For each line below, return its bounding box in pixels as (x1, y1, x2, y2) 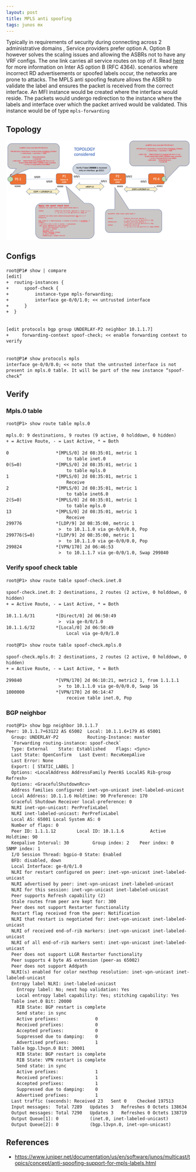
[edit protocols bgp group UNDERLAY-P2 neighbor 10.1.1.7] (6, 326, 153, 332)
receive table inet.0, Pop (66, 695, 132, 701)
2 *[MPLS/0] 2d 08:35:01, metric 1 (6, 485, 137, 491)
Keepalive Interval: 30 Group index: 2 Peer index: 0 (11, 840, 174, 846)
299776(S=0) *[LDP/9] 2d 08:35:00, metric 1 (6, 532, 135, 538)
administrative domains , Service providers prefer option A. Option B (6, 45, 171, 52)
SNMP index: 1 (6, 846, 41, 852)
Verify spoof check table (6, 563, 78, 572)
